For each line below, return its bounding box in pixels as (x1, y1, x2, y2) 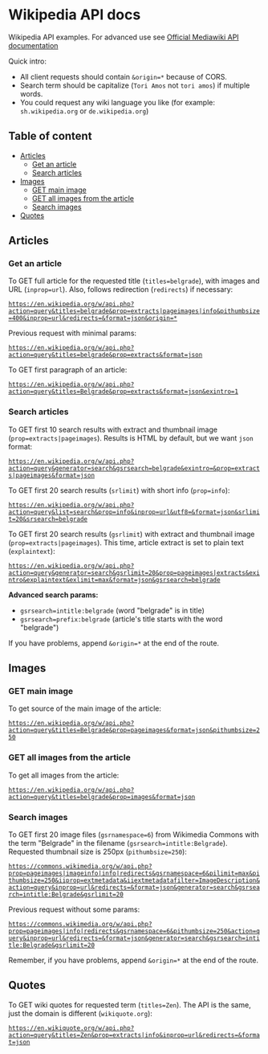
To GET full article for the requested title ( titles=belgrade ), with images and (8, 276, 260, 286)
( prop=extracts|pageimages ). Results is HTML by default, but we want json (8, 433, 254, 443)
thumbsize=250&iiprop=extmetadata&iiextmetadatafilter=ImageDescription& (8, 876, 261, 885)
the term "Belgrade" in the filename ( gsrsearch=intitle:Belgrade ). (8, 839, 228, 848)
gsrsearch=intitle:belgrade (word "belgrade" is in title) (19, 605, 205, 615)
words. (19, 88, 43, 98)
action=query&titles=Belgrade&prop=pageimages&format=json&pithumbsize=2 (8, 726, 261, 735)
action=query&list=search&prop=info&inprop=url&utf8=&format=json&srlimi (8, 508, 261, 516)
